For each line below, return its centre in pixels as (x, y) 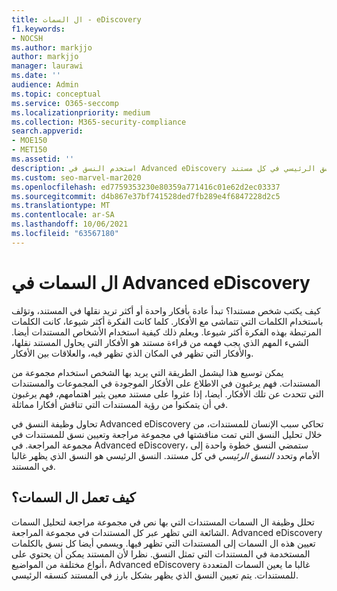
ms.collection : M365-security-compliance (99, 122)
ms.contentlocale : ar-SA (63, 215)
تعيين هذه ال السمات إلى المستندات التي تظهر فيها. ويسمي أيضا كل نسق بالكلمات (163, 543)
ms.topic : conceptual (56, 94)
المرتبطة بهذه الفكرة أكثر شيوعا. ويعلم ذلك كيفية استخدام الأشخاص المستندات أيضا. (166, 332)
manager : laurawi (47, 66)
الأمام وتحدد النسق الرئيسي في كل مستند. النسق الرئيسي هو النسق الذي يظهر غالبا (166, 455)
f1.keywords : (38, 29)
